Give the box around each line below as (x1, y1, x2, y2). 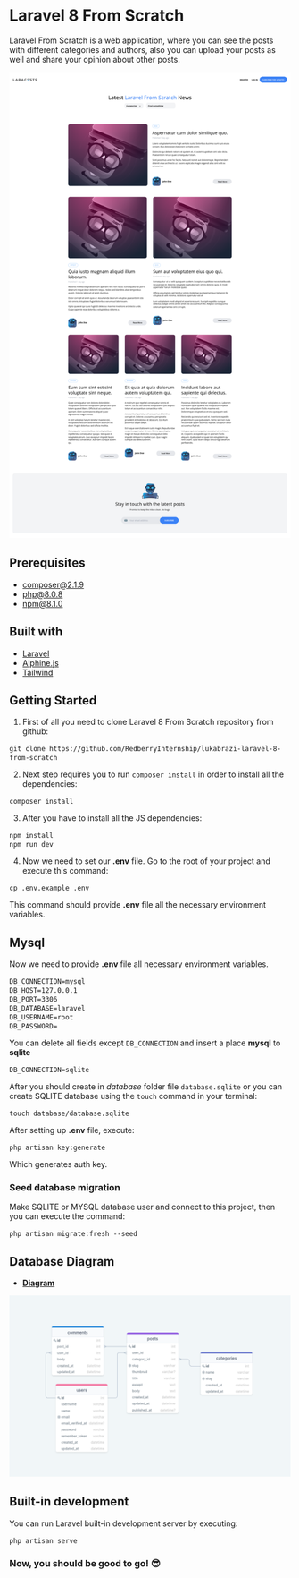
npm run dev (9, 840, 54, 849)
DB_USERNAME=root (9, 1013, 74, 1022)
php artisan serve (9, 1536, 78, 1545)
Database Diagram (9, 1254, 115, 1269)
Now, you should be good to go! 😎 (9, 1557, 161, 1569)
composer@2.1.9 (21, 579, 85, 590)
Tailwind (21, 667, 54, 678)
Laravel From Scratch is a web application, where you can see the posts (9, 35, 274, 46)
